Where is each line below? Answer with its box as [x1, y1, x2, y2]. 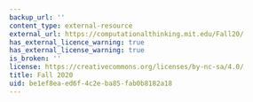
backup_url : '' [9, 12, 66, 22]
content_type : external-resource [9, 21, 133, 30]
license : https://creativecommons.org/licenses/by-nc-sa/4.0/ [9, 63, 244, 72]
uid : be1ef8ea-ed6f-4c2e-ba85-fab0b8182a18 [9, 79, 173, 88]
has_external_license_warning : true [9, 46, 145, 55]
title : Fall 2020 [9, 71, 74, 80]
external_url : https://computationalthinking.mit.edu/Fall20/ [9, 29, 244, 38]
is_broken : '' [9, 54, 62, 63]
